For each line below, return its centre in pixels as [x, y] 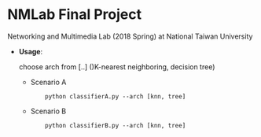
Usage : [31, 51]
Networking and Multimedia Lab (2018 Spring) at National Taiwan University [130, 36]
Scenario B [48, 111]
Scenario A [48, 82]
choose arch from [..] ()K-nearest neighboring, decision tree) [117, 67]
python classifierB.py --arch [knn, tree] [116, 125]
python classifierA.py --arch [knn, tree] [116, 96]
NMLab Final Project [75, 15]
